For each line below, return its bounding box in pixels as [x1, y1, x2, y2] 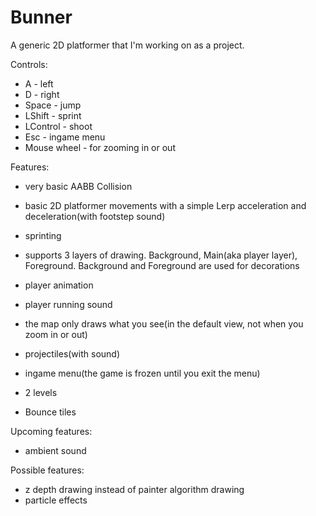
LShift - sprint [24, 109, 82, 121]
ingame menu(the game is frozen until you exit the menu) [24, 367, 261, 379]
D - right [24, 88, 60, 100]
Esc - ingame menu [24, 131, 106, 143]
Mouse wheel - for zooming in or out [24, 141, 176, 153]
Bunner [10, 6, 73, 29]
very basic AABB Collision [24, 180, 133, 192]
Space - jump [24, 99, 82, 111]
